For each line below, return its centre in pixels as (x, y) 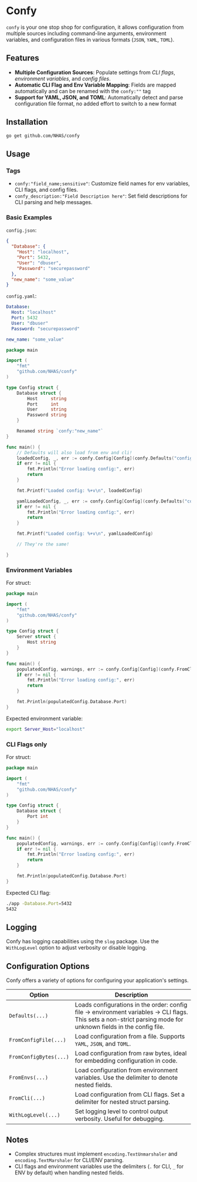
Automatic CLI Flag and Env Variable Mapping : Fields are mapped (95, 85)
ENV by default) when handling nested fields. (69, 1173)
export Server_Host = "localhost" (45, 729)
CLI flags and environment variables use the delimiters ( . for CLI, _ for (99, 1166)
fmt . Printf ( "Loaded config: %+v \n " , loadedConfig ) (80, 490)
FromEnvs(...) (29, 1078)
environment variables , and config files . (63, 78)
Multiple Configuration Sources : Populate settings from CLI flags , (95, 72)
